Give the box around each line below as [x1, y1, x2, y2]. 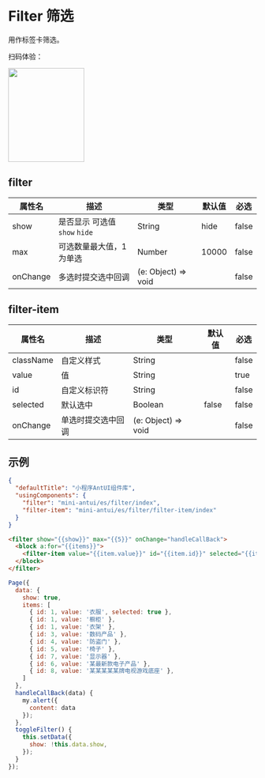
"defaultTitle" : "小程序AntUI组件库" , [15, 484, 136, 493]
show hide [58, 228, 93, 237]
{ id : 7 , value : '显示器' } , [28, 652, 122, 660]
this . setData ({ [22, 733, 73, 742]
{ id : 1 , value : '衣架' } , [28, 623, 116, 631]
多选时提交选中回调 [58, 271, 130, 282]
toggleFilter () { [15, 726, 73, 734]
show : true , [22, 594, 62, 602]
